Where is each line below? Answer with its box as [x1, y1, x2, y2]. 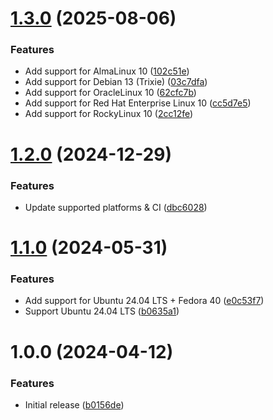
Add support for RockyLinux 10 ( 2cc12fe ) [24, 108, 194, 120]
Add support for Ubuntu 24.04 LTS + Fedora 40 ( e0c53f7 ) [24, 295, 265, 307]
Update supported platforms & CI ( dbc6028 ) [24, 201, 208, 213]
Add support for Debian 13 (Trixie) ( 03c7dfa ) [24, 76, 208, 88]
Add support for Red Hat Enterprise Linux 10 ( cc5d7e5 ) [24, 97, 252, 109]
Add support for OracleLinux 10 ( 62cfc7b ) [24, 87, 197, 99]
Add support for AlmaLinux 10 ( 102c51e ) [24, 65, 190, 77]
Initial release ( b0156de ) [24, 398, 125, 411]
